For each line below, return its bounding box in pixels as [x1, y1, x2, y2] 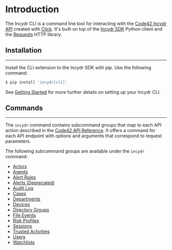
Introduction [5, 4, 59, 15]
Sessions [12, 223, 32, 229]
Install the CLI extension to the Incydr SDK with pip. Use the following [5, 64, 152, 70]
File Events [12, 212, 36, 218]
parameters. [5, 138, 31, 144]
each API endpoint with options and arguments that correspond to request [5, 133, 162, 139]
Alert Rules [12, 174, 36, 181]
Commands [5, 104, 44, 113]
